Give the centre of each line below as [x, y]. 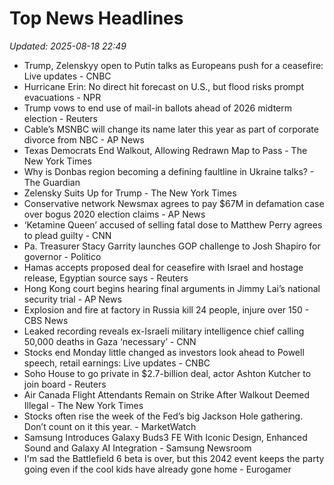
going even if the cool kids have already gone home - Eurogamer [157, 469]
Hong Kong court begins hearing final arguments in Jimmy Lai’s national [172, 288]
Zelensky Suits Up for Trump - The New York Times [130, 193]
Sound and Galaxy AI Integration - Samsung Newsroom [137, 448]
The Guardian [52, 182]
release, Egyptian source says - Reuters [106, 278]
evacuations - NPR [62, 97]
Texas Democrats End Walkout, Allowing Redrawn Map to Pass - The [165, 150]
